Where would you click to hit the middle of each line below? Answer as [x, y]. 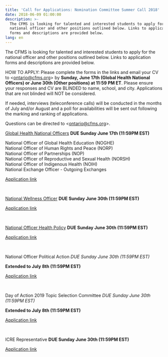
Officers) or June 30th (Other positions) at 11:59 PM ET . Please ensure [79, 82]
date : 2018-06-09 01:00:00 [33, 14]
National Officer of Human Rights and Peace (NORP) [59, 148]
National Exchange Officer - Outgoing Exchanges [56, 169]
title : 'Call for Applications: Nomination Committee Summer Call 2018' [82, 10]
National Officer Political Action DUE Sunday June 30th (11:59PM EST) [77, 256]
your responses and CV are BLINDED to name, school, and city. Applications [84, 88]
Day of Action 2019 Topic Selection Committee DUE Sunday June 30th [78, 295]
